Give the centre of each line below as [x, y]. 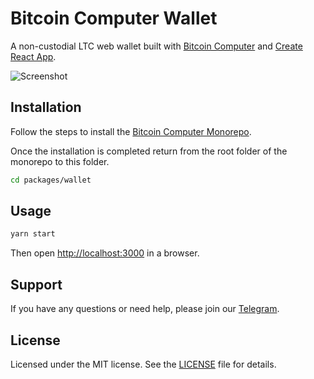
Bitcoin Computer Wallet [114, 18]
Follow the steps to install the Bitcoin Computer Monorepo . [131, 131]
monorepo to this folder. [60, 161]
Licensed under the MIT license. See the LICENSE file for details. [143, 364]
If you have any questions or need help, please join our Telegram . [145, 309]
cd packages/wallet [51, 180]
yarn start [33, 234]
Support [36, 284]
